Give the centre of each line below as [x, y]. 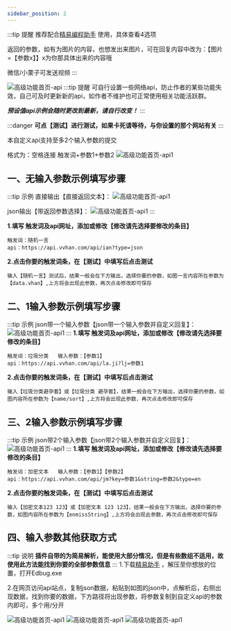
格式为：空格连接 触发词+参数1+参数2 [61, 155]
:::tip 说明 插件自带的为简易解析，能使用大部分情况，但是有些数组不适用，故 [115, 555]
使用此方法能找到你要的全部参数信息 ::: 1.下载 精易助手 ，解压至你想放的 [109, 564]
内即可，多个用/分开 [36, 605]
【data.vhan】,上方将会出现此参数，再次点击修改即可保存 [80, 284]
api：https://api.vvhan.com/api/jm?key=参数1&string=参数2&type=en [104, 479]
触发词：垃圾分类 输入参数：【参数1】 [56, 356]
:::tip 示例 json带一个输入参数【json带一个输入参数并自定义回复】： [102, 325]
